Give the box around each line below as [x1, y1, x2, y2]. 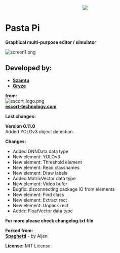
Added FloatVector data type [12, 208, 73, 214]
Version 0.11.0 [5, 123, 35, 129]
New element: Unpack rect [12, 202, 69, 208]
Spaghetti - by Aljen [5, 233, 48, 239]
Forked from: [5, 227, 33, 234]
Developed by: [5, 64, 52, 72]
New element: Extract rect [12, 196, 67, 203]
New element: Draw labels [12, 170, 68, 176]
